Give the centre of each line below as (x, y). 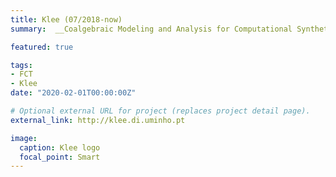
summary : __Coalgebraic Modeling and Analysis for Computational (151, 29)
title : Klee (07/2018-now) (66, 19)
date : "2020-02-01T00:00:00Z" (73, 93)
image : (24, 138)
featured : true (42, 47)
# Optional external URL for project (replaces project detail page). (160, 111)
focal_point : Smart (60, 157)
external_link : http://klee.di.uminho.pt (98, 120)
